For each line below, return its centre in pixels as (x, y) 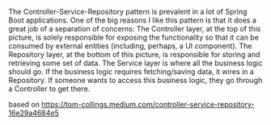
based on (24, 104)
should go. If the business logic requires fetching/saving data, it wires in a (131, 71)
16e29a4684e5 (34, 113)
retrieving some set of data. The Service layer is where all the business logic (135, 63)
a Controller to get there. (49, 89)
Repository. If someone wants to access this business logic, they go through (135, 80)
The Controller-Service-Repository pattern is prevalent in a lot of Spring (128, 12)
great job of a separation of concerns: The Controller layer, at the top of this (135, 29)
